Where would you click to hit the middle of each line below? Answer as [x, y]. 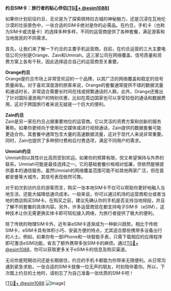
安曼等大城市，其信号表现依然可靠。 [47, 177]
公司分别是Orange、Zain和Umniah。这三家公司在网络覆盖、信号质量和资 [85, 55]
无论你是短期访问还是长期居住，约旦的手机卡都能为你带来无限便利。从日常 [83, 260]
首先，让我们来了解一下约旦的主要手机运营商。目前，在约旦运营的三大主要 [83, 49]
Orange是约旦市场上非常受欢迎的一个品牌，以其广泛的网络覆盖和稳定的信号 [84, 79]
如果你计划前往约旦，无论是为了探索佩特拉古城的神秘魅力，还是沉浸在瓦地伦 [85, 19]
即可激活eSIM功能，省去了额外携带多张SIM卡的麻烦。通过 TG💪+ [72, 243]
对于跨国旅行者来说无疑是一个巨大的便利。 [63, 104]
